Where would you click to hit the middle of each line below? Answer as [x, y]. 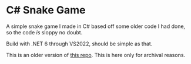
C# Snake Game [46, 10]
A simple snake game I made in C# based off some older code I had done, [96, 26]
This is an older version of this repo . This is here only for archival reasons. [96, 55]
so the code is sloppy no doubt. [44, 32]
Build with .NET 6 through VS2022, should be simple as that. [79, 44]
